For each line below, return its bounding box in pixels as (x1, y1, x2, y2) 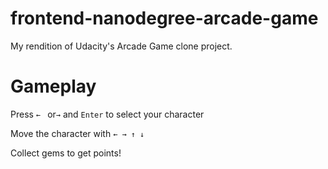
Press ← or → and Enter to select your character (10, 108, 205, 120)
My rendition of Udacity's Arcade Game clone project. (10, 40, 233, 52)
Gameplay (10, 75, 97, 98)
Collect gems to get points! (10, 147, 122, 159)
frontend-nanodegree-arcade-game (10, 7, 319, 30)
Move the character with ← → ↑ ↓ (10, 127, 145, 139)
